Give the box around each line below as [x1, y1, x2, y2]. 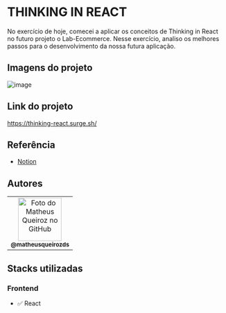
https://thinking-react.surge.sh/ [7, 119, 97, 127]
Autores [7, 178, 43, 189]
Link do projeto [7, 101, 73, 112]
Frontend [7, 283, 39, 293]
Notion [17, 158, 37, 166]
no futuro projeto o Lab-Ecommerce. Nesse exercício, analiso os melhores [7, 34, 220, 42]
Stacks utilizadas [7, 262, 83, 274]
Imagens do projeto [7, 62, 93, 74]
